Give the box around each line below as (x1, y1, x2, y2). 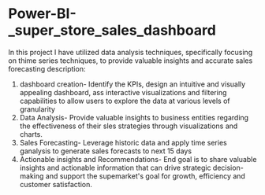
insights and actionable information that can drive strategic (19, 163, 211, 172)
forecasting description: (8, 64, 86, 73)
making (19, 171, 44, 181)
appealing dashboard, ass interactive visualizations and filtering (19, 87, 227, 97)
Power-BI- (8, 5, 77, 23)
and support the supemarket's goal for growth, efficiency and (45, 171, 246, 181)
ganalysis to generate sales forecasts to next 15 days (19, 146, 192, 156)
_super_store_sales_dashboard (8, 21, 217, 39)
